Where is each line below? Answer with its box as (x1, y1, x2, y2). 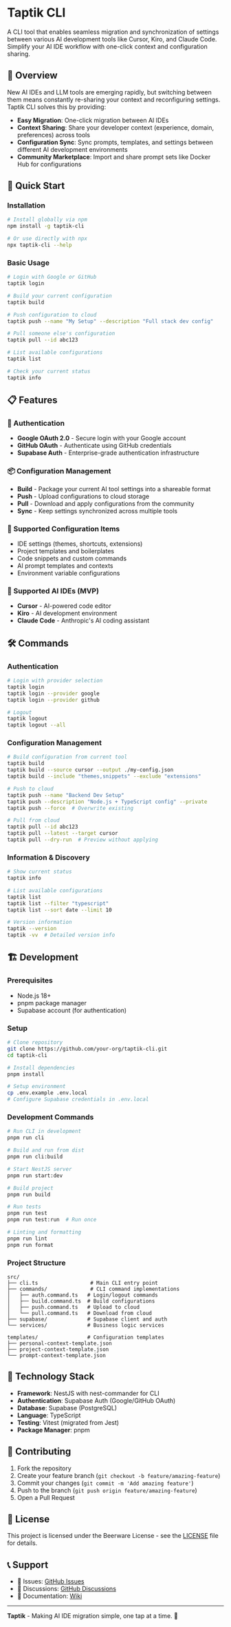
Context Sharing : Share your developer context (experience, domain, (16, 123, 214, 132)
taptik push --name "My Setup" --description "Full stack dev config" (7, 317, 214, 325)
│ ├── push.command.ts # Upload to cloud (7, 1303, 140, 1310)
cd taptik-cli (7, 1052, 48, 1058)
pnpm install (7, 1071, 45, 1078)
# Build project (7, 1185, 54, 1192)
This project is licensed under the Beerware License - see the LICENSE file (7, 1532, 219, 1540)
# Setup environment (7, 1083, 67, 1090)
